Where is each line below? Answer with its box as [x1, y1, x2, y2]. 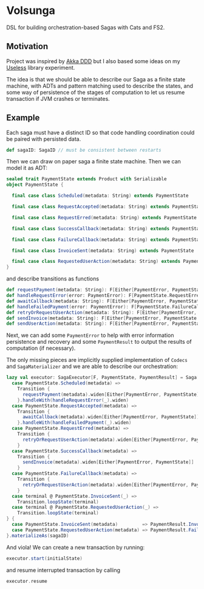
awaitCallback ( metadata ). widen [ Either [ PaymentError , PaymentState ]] [22, 414, 200, 420]
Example [6, 113, 40, 123]
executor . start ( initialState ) [6, 555, 83, 562]
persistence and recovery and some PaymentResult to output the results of [6, 338, 192, 346]
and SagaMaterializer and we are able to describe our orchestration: [6, 363, 178, 370]
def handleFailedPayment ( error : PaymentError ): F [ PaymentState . [6, 304, 172, 310]
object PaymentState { [6, 182, 64, 188]
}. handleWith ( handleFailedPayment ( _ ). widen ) [17, 420, 132, 426]
